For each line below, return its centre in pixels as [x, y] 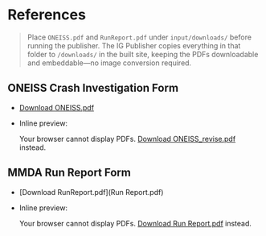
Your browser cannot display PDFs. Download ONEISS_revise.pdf [127, 139]
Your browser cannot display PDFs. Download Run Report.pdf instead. [135, 223]
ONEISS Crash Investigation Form [93, 88]
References [47, 15]
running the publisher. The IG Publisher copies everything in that [134, 45]
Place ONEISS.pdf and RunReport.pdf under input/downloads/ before [139, 37]
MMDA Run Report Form [70, 173]
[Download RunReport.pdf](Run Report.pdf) [91, 192]
